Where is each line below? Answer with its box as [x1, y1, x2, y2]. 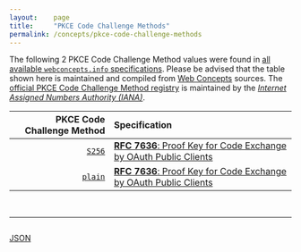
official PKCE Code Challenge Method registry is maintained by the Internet [9, 82, 287, 94]
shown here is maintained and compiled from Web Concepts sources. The [9, 73, 283, 84]
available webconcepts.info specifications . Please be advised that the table [9, 63, 285, 74]
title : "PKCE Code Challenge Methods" [9, 21, 170, 30]
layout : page [9, 13, 70, 22]
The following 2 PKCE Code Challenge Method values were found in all [9, 55, 271, 65]
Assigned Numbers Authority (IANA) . [9, 92, 146, 103]
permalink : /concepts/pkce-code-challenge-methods [9, 29, 202, 38]
